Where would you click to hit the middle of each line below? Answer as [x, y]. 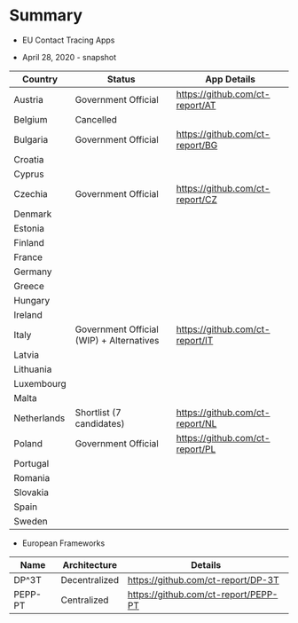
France [28, 256]
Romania [32, 477]
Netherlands [39, 418]
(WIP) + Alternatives [117, 340]
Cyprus [29, 174]
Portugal [31, 463]
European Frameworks [63, 543]
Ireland [28, 314]
